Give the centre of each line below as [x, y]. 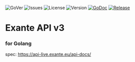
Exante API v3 [35, 28]
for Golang [18, 43]
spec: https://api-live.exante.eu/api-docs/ [48, 54]
